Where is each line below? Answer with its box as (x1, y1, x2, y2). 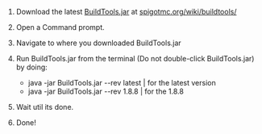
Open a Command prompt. (15, 23, 105, 31)
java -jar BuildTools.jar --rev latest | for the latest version (27, 78, 216, 87)
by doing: (15, 62, 48, 72)
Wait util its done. (15, 103, 74, 111)
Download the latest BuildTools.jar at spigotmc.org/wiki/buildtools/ (15, 7, 237, 16)
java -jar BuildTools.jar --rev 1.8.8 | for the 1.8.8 (27, 86, 184, 96)
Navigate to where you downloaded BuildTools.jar (15, 38, 181, 48)
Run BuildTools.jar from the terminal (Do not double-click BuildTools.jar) (15, 54, 255, 63)
